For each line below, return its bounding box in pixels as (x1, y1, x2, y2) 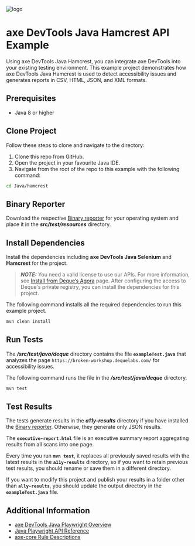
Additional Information (6, 506, 90, 516)
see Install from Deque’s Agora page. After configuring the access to (20, 277, 186, 284)
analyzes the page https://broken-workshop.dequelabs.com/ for (6, 356, 160, 363)
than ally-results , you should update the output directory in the (6, 482, 162, 489)
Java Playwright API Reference (14, 527, 90, 534)
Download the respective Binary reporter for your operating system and (6, 214, 179, 222)
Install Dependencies (6, 238, 85, 248)
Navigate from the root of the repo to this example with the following (14, 165, 180, 172)
